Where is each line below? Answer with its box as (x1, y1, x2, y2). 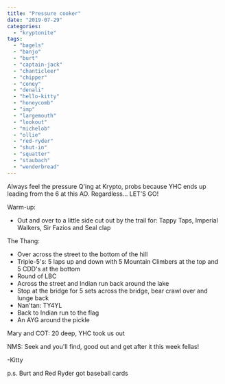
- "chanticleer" (13, 67, 60, 74)
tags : (7, 36, 23, 43)
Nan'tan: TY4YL (16, 301, 62, 309)
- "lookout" (13, 118, 48, 126)
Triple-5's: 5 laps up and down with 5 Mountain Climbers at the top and (16, 257, 219, 265)
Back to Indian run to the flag (16, 308, 99, 317)
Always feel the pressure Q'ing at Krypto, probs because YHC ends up (7, 182, 206, 190)
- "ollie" (13, 131, 41, 138)
